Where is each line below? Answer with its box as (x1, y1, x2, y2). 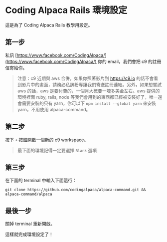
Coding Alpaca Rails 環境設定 (5, 4, 128, 16)
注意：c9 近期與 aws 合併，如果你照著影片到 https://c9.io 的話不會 (17, 75, 154, 81)
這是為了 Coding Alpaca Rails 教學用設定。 (5, 22, 93, 28)
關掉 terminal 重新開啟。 (5, 221, 55, 227)
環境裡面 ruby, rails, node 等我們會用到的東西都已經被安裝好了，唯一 (17, 94, 158, 100)
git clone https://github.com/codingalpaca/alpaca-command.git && (5, 188, 146, 193)
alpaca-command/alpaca (5, 192, 52, 197)
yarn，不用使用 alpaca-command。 (17, 106, 91, 112)
